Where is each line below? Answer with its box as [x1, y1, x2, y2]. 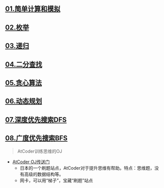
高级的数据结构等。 [24, 171, 64, 177]
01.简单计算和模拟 [5, 4, 61, 13]
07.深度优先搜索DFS [5, 115, 67, 124]
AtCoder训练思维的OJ [17, 148, 63, 154]
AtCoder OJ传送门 [12, 159, 50, 165]
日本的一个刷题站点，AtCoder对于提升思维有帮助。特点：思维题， [19, 165, 155, 171]
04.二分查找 [5, 60, 42, 69]
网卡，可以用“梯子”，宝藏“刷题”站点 [19, 177, 93, 183]
